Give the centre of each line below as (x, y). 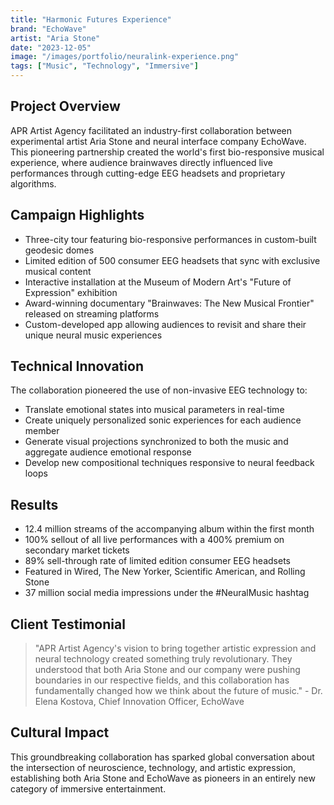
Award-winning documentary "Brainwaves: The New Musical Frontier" (169, 303)
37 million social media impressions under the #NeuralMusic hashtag (167, 593)
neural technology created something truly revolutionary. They (163, 659)
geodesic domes (59, 250)
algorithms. (33, 183)
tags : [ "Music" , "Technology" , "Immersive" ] (104, 66)
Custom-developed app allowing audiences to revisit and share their (165, 324)
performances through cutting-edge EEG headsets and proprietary (148, 173)
